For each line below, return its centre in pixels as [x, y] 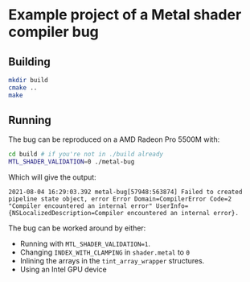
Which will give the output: [52, 177]
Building [29, 62]
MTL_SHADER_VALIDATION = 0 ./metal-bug [72, 162]
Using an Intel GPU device [63, 270]
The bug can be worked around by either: [77, 228]
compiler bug [53, 32]
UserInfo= [172, 206]
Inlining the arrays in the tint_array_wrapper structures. [112, 261]
